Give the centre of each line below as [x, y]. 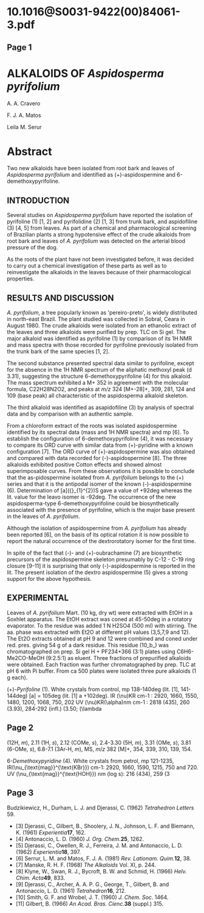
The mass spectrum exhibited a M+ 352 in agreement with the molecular [98, 383]
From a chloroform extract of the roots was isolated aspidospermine [92, 426]
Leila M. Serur [24, 127]
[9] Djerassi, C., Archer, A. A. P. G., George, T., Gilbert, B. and [92, 884]
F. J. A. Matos [24, 115]
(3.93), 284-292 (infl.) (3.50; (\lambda [54, 708]
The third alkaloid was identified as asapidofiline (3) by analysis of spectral [100, 408]
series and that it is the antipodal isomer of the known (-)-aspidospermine [99, 484]
